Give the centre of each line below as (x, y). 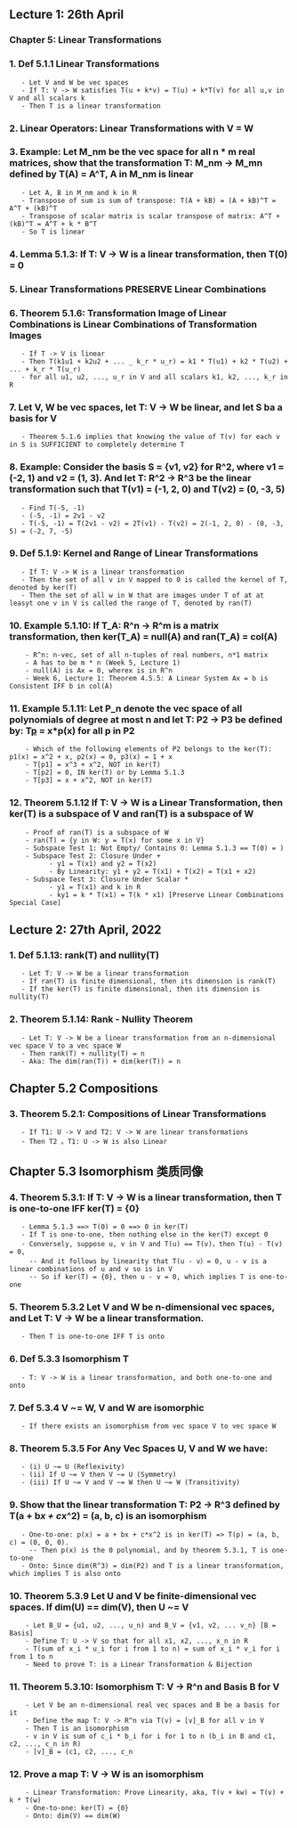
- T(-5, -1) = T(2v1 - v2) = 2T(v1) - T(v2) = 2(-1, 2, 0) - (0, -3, (153, 523)
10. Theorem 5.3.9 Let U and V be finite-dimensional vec (133, 1595)
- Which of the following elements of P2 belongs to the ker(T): (149, 749)
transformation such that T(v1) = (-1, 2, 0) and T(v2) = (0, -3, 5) (147, 489)
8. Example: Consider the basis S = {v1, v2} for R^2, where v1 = (147, 467)
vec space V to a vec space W (65, 1046)
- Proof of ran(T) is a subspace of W (97, 832)
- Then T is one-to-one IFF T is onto (93, 1337)
